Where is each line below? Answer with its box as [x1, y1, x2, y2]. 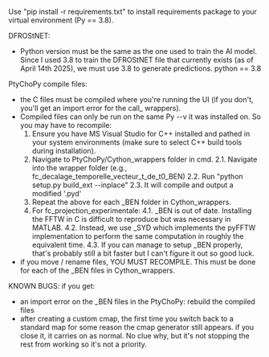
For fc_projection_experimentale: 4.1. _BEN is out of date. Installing [31, 206, 252, 215]
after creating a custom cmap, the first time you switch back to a [19, 314, 234, 323]
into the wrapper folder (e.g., [31, 163, 128, 172]
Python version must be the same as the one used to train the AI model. [19, 47, 257, 55]
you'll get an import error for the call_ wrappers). [19, 104, 181, 113]
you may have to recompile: [19, 121, 112, 129]
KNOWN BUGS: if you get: [8, 281, 95, 290]
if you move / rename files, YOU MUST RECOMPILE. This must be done [19, 257, 256, 266]
